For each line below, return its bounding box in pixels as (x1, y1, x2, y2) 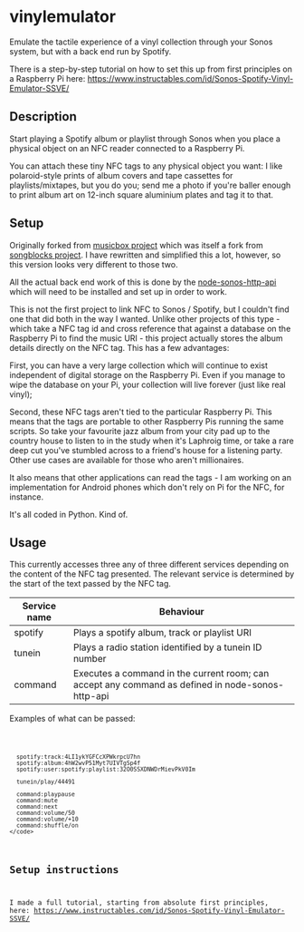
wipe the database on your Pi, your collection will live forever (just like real (9, 379, 287, 390)
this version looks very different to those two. (9, 258, 178, 269)
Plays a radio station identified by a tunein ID (72, 641, 262, 654)
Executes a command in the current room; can (72, 667, 270, 680)
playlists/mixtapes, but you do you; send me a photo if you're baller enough (9, 180, 291, 190)
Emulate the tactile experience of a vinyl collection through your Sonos (9, 36, 273, 47)
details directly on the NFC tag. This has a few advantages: (9, 342, 230, 353)
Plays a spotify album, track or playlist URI (72, 626, 252, 639)
